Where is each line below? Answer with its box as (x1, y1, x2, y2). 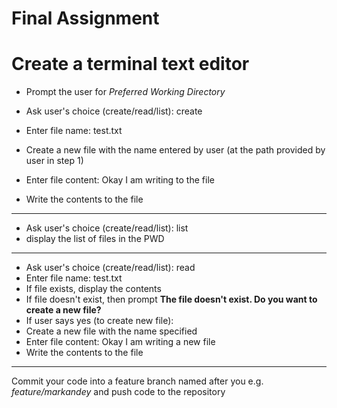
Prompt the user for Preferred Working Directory (25, 86, 226, 98)
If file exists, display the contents (25, 283, 162, 295)
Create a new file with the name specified (25, 325, 198, 337)
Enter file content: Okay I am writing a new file (25, 336, 216, 348)
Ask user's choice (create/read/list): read (25, 262, 196, 274)
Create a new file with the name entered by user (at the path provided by (25, 144, 326, 156)
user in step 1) (25, 155, 84, 167)
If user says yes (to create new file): (25, 315, 174, 327)
